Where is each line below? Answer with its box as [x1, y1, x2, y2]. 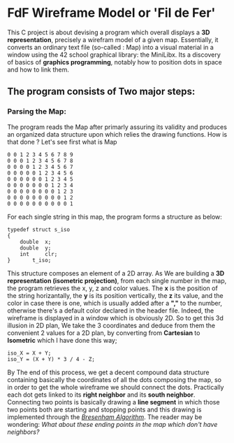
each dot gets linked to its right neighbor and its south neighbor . [7, 390, 196, 399]
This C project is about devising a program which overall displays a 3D [7, 28, 210, 36]
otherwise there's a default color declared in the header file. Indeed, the [7, 306, 214, 315]
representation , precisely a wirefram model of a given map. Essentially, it [7, 35, 219, 43]
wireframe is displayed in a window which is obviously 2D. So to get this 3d [7, 313, 224, 322]
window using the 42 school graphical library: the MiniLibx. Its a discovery [7, 50, 221, 59]
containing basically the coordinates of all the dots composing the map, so [7, 375, 222, 383]
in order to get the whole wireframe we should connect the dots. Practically [7, 383, 224, 391]
